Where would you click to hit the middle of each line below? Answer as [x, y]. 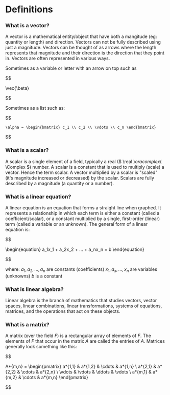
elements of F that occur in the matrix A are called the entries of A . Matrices [85, 341]
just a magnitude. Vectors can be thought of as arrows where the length [81, 48]
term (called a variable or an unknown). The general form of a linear [77, 224]
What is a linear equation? [38, 196]
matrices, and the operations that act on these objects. [63, 311]
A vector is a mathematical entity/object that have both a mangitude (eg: [81, 36]
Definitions [29, 9]
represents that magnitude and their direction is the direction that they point [85, 53]
